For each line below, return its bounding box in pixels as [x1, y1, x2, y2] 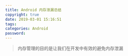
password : [5, 31, 26, 36]
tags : [5, 21, 17, 27]
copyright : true [5, 12, 39, 17]
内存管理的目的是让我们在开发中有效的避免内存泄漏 [17, 45, 123, 51]
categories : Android [5, 26, 49, 31]
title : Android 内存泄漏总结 [5, 7, 62, 13]
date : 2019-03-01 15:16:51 [5, 17, 62, 22]
